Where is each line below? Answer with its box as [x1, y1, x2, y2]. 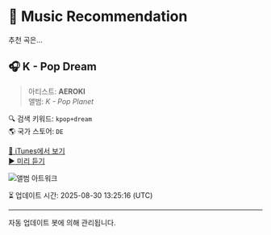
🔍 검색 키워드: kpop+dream [8, 113, 93, 124]
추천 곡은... [8, 35, 43, 44]
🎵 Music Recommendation [8, 7, 188, 26]
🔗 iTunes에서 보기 [8, 145, 66, 156]
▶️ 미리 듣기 [8, 156, 46, 166]
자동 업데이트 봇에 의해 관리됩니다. [8, 217, 116, 227]
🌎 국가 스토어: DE [8, 126, 64, 136]
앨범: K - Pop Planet [27, 96, 94, 106]
